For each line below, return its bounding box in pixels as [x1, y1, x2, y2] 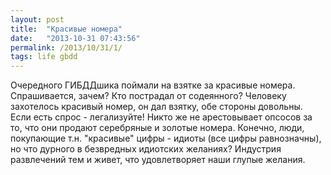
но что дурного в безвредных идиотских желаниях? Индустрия [10, 143, 282, 155]
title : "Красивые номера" [10, 24, 123, 34]
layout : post [10, 14, 65, 25]
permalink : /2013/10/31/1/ [10, 42, 123, 53]
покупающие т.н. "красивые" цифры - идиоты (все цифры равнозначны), [10, 132, 322, 145]
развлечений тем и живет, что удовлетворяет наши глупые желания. [10, 154, 306, 166]
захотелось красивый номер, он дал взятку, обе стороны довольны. [10, 101, 303, 113]
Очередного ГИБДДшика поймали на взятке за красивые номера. [10, 79, 296, 91]
